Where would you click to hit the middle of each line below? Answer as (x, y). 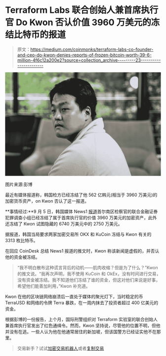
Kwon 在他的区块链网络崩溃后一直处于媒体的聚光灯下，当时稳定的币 (74, 296)
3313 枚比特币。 (21, 240)
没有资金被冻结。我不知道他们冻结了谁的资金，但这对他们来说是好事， (89, 280)
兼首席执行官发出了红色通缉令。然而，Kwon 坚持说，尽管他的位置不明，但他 (83, 325)
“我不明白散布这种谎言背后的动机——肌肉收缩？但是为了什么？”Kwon (87, 267)
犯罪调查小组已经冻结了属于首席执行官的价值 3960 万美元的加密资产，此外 (81, 217)
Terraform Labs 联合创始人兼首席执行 (82, 10)
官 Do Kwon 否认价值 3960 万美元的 (78, 22)
